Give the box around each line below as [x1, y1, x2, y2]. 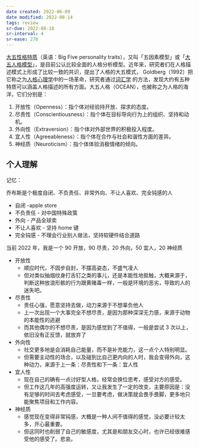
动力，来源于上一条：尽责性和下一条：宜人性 [29, 361, 138, 368]
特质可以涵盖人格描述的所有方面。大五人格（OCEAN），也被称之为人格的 [6, 83, 184, 90]
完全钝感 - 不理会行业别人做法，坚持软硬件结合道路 [14, 231, 141, 239]
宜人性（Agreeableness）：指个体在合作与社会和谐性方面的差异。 [14, 133, 174, 140]
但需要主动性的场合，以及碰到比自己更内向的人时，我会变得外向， [23, 353, 185, 361]
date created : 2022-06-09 [6, 8, 70, 15]
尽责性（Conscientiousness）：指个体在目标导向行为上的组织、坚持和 [14, 111, 184, 118]
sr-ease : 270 [6, 36, 39, 42]
